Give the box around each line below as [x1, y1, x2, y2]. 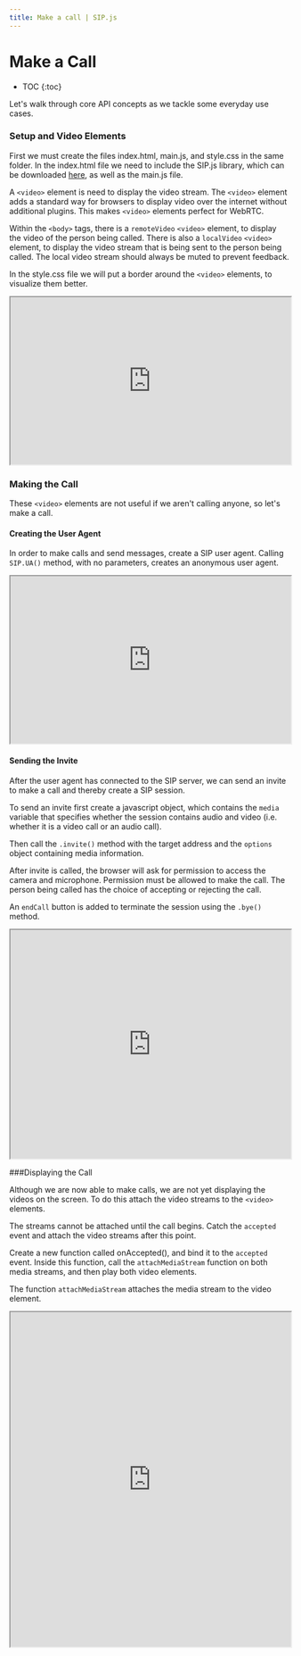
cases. [9, 108, 34, 119]
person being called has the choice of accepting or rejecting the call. [9, 884, 262, 895]
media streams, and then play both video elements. [9, 1266, 198, 1277]
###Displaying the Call [9, 1167, 93, 1178]
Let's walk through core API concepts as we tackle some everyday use [9, 98, 269, 109]
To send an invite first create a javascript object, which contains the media [9, 802, 280, 812]
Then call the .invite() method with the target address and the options [9, 838, 273, 849]
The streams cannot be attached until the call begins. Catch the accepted [9, 1220, 277, 1231]
